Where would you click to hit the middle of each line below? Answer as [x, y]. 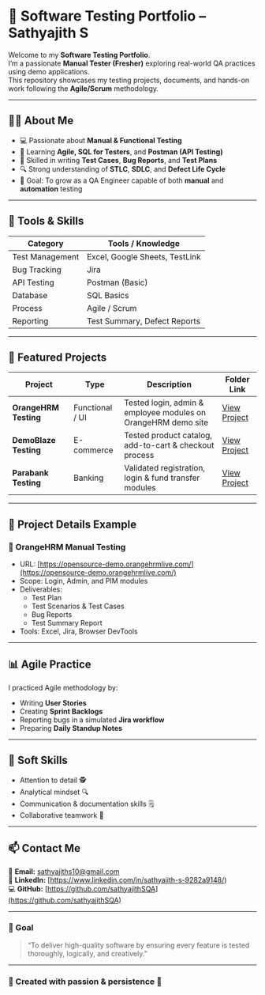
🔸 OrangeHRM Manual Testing [67, 547]
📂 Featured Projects [58, 357]
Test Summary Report [67, 623]
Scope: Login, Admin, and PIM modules [84, 581]
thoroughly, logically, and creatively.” [87, 953]
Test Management [46, 256]
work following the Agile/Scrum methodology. [84, 88]
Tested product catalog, [168, 436]
